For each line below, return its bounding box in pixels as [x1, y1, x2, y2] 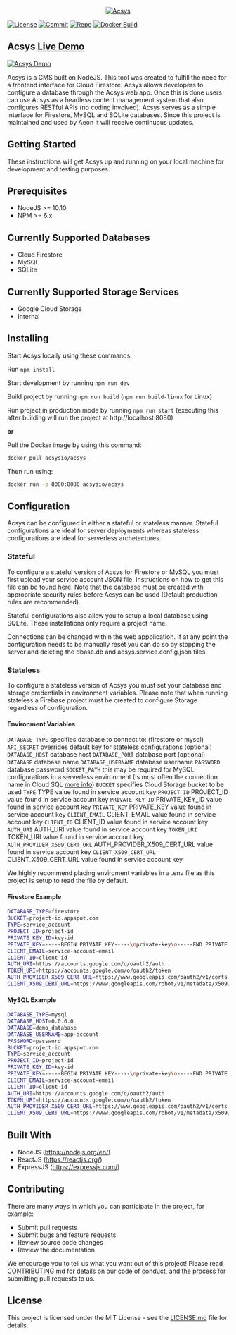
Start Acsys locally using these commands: [7, 351, 132, 360]
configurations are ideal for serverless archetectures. [7, 534, 162, 542]
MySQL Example [7, 995, 57, 1004]
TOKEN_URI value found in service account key [7, 833, 144, 841]
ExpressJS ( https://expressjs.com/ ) [17, 1162, 120, 1171]
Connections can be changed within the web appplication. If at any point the [7, 632, 228, 641]
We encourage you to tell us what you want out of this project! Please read [7, 1259, 223, 1267]
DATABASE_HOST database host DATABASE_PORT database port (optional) [7, 750, 206, 759]
